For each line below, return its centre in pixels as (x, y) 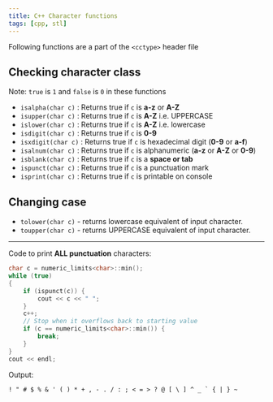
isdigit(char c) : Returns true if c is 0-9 (88, 133)
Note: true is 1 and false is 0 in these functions (87, 92)
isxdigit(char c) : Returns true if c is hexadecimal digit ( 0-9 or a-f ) (134, 142)
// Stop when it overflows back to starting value (110, 322)
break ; (49, 336)
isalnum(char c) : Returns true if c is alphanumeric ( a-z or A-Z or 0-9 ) (138, 150)
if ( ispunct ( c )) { (54, 291)
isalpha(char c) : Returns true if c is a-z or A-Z (100, 107)
